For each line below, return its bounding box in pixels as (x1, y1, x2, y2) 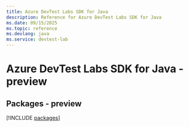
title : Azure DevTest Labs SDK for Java (6, 8, 109, 15)
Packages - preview (6, 98, 82, 109)
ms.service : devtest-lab (6, 36, 68, 42)
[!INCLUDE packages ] (6, 114, 60, 121)
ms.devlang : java (6, 31, 50, 37)
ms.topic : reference (6, 25, 58, 32)
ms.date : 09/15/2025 (6, 20, 58, 26)
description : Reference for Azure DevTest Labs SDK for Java (6, 14, 162, 20)
